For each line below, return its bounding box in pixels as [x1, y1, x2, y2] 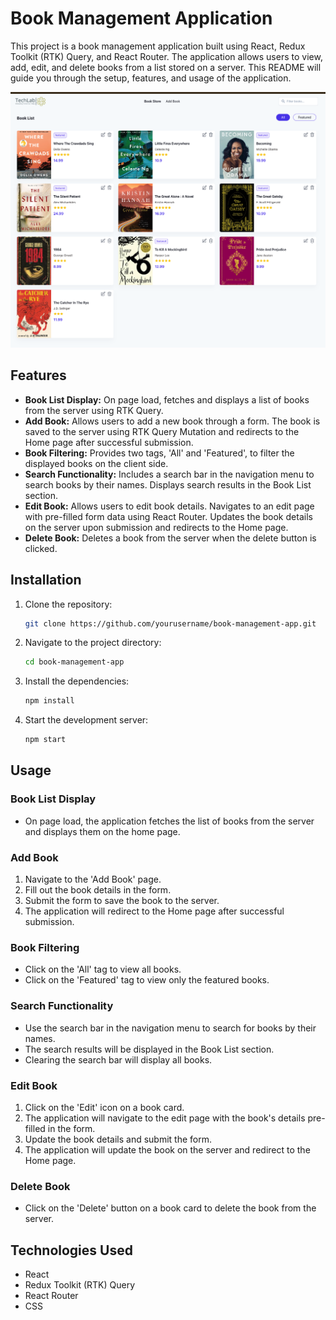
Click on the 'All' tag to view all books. [24, 963, 182, 976]
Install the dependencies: [24, 675, 130, 687]
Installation [10, 572, 82, 589]
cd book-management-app [24, 657, 125, 667]
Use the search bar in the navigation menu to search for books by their [24, 1022, 317, 1034]
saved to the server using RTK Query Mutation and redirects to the [24, 425, 300, 437]
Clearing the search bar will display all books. [24, 1053, 213, 1066]
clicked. [24, 542, 58, 554]
